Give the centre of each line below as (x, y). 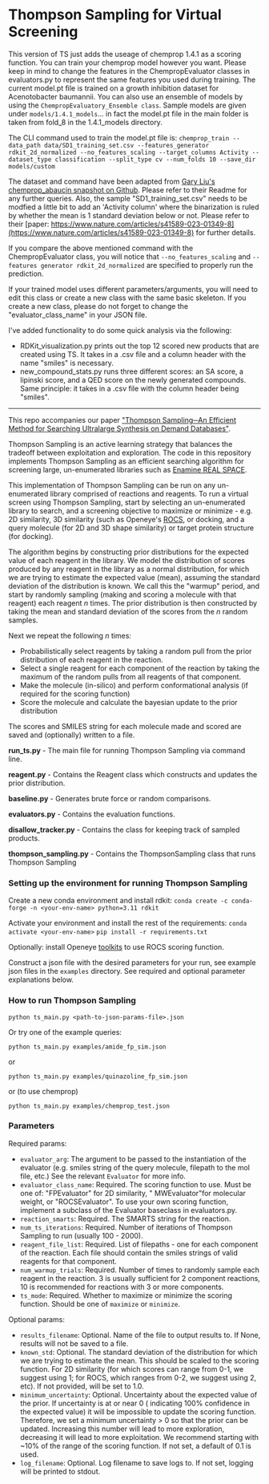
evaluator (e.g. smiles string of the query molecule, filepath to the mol (135, 1167)
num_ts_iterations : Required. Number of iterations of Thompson (126, 1227)
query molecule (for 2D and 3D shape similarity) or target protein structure (131, 528)
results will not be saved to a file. (74, 1343)
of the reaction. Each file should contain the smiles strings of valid (129, 1252)
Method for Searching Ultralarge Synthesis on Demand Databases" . (119, 428)
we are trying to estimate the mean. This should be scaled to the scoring (139, 1360)
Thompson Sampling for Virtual (115, 15)
